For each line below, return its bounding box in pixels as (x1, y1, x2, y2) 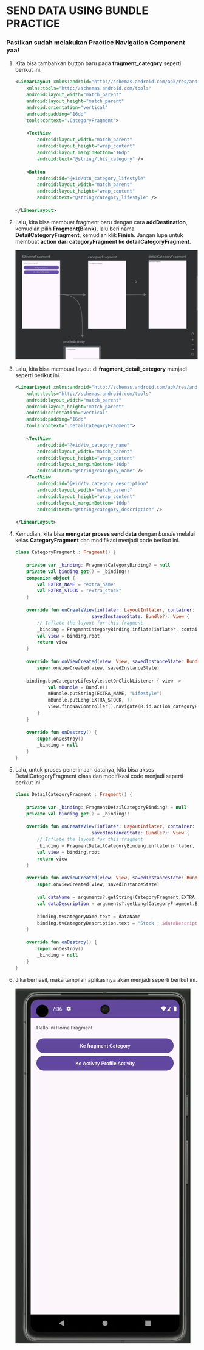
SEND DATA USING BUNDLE (6, 4, 149, 18)
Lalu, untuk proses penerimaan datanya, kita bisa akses (15, 766, 155, 773)
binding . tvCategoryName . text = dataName (37, 914, 141, 920)
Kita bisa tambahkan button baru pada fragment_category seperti (15, 60, 182, 67)
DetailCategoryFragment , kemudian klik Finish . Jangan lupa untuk (15, 231, 183, 238)
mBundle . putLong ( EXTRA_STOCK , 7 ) (47, 697, 132, 703)
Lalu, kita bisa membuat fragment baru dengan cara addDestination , (15, 218, 188, 226)
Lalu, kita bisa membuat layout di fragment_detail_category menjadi (15, 365, 187, 372)
